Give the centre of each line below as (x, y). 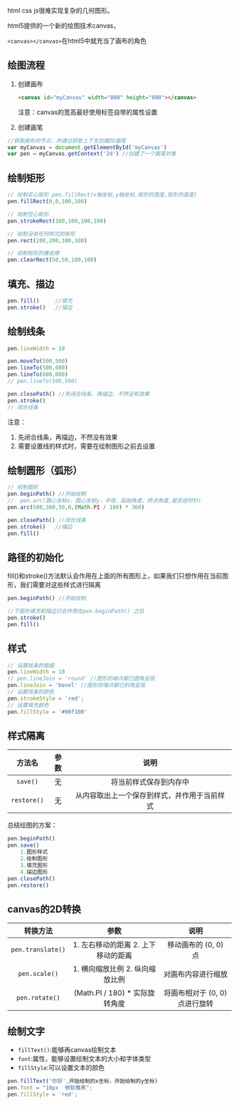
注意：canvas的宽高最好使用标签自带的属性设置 (87, 112)
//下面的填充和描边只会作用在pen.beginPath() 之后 (76, 611)
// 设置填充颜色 (28, 705)
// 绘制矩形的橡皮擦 (33, 253)
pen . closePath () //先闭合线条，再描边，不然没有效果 (79, 394)
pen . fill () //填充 (40, 301)
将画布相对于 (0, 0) (195, 993)
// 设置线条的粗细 (31, 666)
